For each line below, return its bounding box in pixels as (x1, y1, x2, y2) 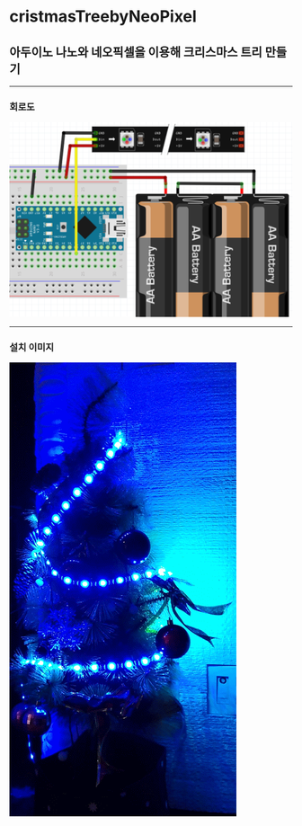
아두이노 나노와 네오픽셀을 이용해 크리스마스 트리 (9, 44, 262, 59)
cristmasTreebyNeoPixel (9, 6, 198, 27)
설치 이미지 (9, 341, 55, 353)
